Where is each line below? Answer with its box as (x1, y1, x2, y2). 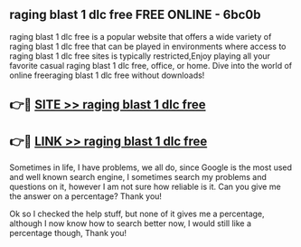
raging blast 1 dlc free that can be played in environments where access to (9, 41, 287, 52)
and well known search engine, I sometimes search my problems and (9, 172, 267, 183)
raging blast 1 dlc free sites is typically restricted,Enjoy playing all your (9, 50, 271, 62)
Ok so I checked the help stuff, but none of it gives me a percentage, (9, 208, 265, 220)
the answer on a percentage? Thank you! (9, 191, 163, 202)
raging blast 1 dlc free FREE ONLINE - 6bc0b (9, 7, 261, 23)
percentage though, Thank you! (9, 228, 127, 239)
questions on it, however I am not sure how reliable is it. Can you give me (9, 181, 282, 193)
